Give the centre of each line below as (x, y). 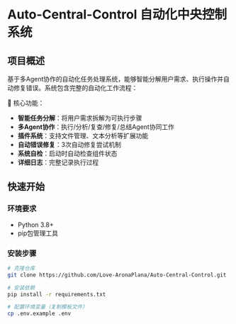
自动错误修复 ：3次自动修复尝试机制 (69, 145)
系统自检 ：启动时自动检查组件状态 (67, 153)
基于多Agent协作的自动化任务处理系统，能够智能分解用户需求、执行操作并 (116, 79)
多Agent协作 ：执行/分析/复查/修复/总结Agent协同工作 (96, 127)
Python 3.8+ (36, 225)
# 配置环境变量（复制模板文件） (47, 307)
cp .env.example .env (39, 314)
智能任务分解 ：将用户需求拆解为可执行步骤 (80, 118)
